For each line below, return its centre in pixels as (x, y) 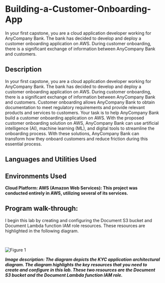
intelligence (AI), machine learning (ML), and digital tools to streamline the (80, 128)
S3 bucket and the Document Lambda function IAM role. (64, 275)
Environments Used (36, 176)
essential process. (24, 144)
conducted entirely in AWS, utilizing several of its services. (67, 193)
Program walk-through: (42, 209)
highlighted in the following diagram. (42, 231)
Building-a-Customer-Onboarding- (78, 9)
